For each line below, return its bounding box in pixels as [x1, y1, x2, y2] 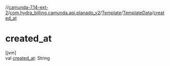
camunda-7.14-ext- [8, 5, 48, 10]
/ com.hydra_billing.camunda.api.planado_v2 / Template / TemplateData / [8, 10, 154, 16]
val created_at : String [5, 55, 50, 61]
